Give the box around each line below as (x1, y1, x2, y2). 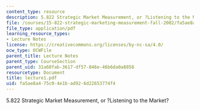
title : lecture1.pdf (6, 75, 58, 81)
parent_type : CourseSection (6, 58, 76, 64)
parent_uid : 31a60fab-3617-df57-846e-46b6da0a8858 (6, 64, 135, 70)
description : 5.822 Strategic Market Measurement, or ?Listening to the (6, 14, 190, 20)
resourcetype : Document (6, 70, 65, 76)
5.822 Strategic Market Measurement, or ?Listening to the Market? (6, 97, 170, 104)
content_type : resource (6, 8, 65, 15)
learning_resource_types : (6, 31, 70, 37)
